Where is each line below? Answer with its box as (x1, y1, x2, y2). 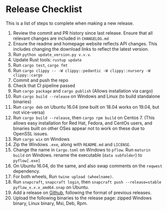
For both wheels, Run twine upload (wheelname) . (13, 173, 114, 179)
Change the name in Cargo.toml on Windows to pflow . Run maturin (13, 147, 151, 153)
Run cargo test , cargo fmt (13, 62, 68, 68)
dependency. (13, 168, 41, 174)
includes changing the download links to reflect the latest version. (13, 46, 149, 52)
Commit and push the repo (13, 77, 69, 83)
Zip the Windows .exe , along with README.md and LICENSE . (13, 141, 131, 147)
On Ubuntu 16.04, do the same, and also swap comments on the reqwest (13, 163, 162, 169)
